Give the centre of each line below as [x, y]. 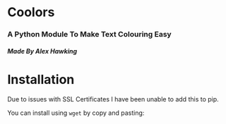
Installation [41, 79]
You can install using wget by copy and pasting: [76, 113]
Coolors [31, 12]
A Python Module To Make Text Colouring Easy [89, 35]
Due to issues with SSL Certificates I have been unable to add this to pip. [113, 99]
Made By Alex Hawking [42, 51]
